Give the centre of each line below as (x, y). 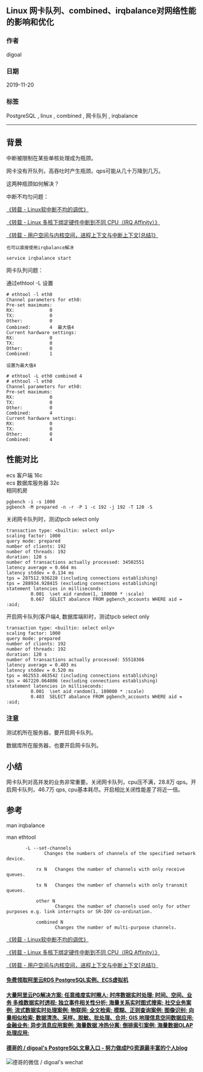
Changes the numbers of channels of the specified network (120, 853)
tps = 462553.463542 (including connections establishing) (82, 676)
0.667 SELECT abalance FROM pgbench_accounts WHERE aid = (106, 599)
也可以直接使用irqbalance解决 (40, 248)
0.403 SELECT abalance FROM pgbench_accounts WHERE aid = (106, 697)
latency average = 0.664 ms (42, 567)
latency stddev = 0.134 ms (40, 573)
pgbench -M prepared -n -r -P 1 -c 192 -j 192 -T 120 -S (79, 507)
